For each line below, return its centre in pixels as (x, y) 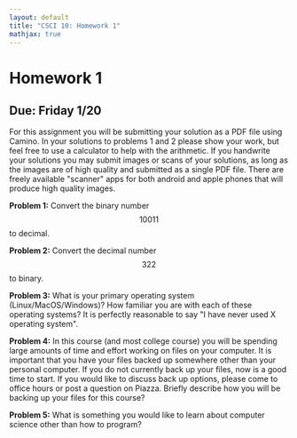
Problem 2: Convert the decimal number (83, 251)
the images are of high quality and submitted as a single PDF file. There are (147, 170)
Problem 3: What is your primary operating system (102, 296)
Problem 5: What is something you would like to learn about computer (137, 415)
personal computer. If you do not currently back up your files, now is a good (148, 370)
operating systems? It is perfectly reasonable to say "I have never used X (143, 315)
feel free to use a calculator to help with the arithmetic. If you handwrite (140, 151)
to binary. (27, 279)
